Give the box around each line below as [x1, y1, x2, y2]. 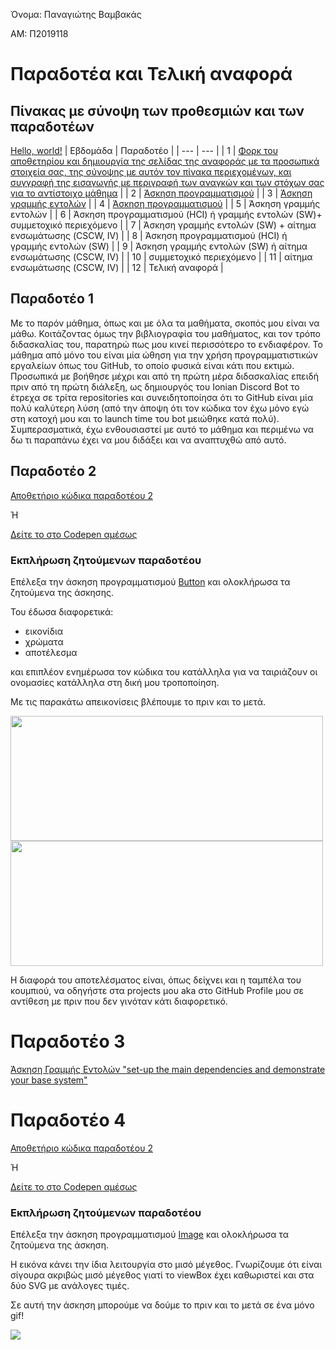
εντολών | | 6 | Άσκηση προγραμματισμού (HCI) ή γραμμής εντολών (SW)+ [10, 209, 323, 220]
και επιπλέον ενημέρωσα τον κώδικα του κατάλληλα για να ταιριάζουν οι [10, 665, 318, 678]
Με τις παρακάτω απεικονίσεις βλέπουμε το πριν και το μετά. [10, 695, 266, 708]
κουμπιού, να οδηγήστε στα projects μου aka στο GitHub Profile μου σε [10, 984, 304, 996]
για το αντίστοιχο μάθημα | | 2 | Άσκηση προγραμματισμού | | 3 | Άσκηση [10, 187, 313, 199]
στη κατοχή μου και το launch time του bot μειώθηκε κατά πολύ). [10, 412, 280, 424]
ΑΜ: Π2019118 [10, 28, 69, 39]
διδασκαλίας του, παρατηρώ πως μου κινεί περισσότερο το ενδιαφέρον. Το [10, 338, 323, 350]
